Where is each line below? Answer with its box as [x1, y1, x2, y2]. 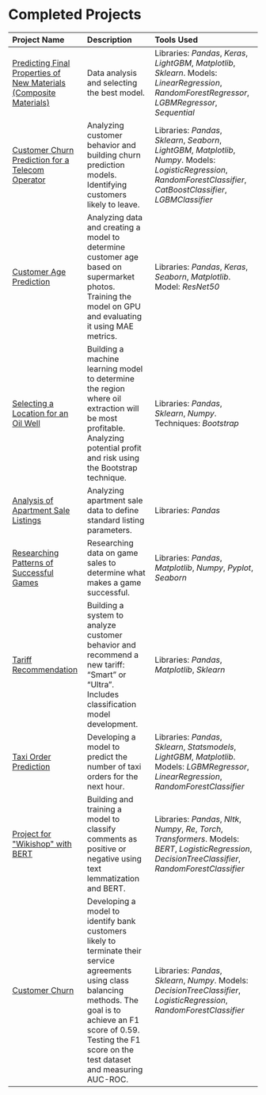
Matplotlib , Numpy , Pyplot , [154, 562, 253, 573]
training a [86, 804, 123, 815]
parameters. [86, 524, 132, 535]
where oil [86, 393, 121, 404]
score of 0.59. [86, 1024, 140, 1035]
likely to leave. [86, 199, 140, 210]
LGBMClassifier [154, 194, 213, 205]
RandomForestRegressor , [154, 87, 249, 98]
